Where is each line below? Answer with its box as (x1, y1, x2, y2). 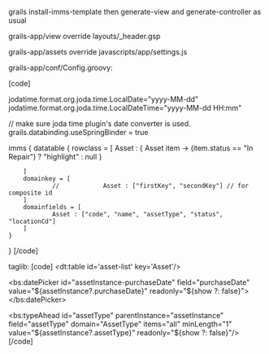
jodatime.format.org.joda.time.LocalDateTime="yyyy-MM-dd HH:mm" (8, 103, 242, 112)
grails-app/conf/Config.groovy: (8, 63, 113, 72)
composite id (8, 189, 53, 197)
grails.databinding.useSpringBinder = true (8, 128, 149, 137)
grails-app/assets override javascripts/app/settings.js (8, 47, 188, 56)
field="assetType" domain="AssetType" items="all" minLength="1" (8, 319, 232, 329)
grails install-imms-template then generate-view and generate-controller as (8, 7, 262, 16)
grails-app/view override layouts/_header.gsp (8, 32, 161, 41)
